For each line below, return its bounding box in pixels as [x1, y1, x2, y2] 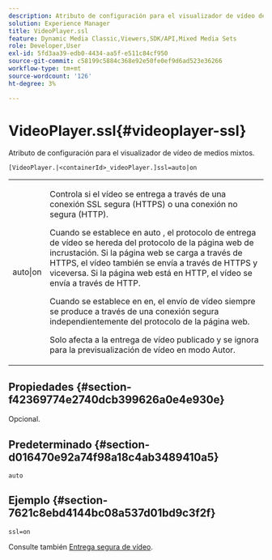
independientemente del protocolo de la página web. [49, 316, 250, 328]
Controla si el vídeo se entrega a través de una [49, 189, 227, 200]
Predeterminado [8, 438, 92, 452]
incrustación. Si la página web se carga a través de [49, 248, 243, 259]
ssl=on [8, 528, 31, 536]
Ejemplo [8, 494, 50, 507]
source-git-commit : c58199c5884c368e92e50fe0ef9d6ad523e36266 [8, 57, 223, 66]
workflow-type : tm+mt [8, 65, 82, 73]
